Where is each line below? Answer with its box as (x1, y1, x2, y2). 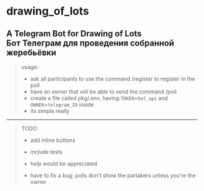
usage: (21, 64, 39, 70)
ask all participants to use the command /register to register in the (30, 75, 195, 82)
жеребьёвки (6, 47, 56, 58)
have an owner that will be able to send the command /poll (30, 88, 177, 95)
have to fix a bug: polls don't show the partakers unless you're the (30, 172, 196, 179)
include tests (30, 149, 63, 155)
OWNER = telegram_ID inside (30, 101, 94, 108)
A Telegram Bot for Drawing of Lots (6, 28, 142, 39)
